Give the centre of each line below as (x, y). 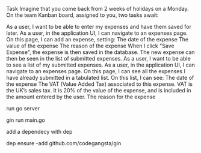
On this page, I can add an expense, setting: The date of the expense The (97, 39)
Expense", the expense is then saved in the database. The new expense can (100, 52)
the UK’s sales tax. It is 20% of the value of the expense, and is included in (99, 90)
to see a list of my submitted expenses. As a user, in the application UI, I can (101, 65)
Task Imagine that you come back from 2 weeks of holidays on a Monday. (97, 9)
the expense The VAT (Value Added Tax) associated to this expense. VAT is (99, 84)
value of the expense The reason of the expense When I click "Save (90, 46)
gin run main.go (26, 120)
